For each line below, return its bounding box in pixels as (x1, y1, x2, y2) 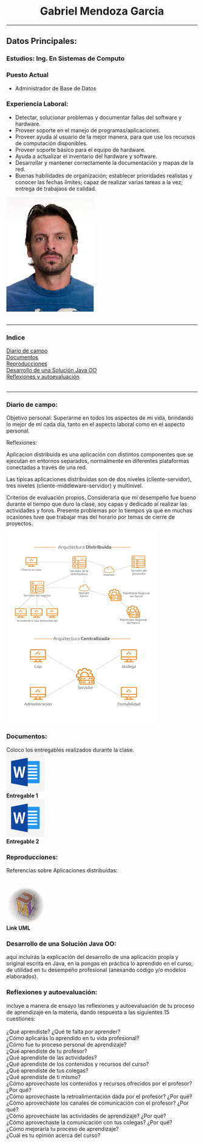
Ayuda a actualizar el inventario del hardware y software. (15, 153, 158, 160)
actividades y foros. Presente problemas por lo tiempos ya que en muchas (6, 507, 192, 514)
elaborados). (6, 973, 38, 980)
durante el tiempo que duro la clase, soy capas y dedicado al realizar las (6, 500, 187, 508)
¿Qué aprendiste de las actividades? (6, 1053, 97, 1061)
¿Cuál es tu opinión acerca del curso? (6, 1132, 101, 1139)
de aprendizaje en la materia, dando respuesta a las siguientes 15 (6, 1008, 170, 1016)
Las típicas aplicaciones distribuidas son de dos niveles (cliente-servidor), (6, 476, 192, 483)
